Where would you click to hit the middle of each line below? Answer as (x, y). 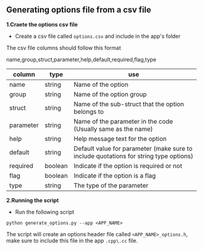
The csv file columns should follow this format (64, 48)
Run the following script (44, 212)
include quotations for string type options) (133, 156)
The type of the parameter (111, 185)
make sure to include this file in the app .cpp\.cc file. (72, 240)
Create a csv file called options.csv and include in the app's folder (98, 36)
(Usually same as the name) (113, 129)
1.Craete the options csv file (42, 24)
